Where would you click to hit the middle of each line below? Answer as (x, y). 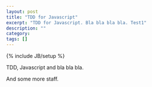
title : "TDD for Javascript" (42, 17)
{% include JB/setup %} (35, 56)
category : (18, 34)
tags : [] (17, 39)
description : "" (26, 28)
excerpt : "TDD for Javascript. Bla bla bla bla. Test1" (76, 22)
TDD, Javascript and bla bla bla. (45, 67)
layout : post (22, 12)
